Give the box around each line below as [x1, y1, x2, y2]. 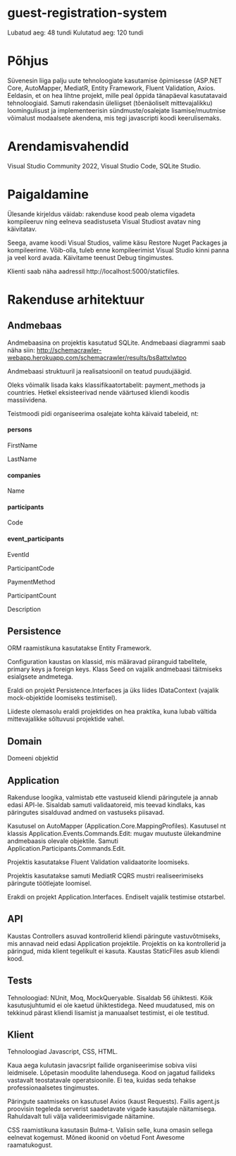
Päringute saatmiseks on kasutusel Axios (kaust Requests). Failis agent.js [7, 1097, 220, 1106]
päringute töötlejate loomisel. [7, 879, 92, 887]
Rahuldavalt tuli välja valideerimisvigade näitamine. [7, 1112, 155, 1121]
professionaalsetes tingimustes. [7, 1083, 100, 1092]
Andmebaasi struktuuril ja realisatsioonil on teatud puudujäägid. [7, 367, 192, 375]
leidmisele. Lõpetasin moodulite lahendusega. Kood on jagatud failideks [7, 1069, 216, 1077]
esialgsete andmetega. [7, 672, 74, 681]
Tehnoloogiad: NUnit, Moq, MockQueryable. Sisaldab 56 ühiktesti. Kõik [7, 993, 213, 1002]
